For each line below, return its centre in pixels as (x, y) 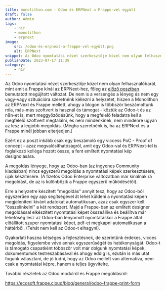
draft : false (19, 14)
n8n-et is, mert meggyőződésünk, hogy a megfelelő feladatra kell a (73, 115)
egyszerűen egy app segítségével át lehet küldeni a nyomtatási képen (76, 196)
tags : (11, 24)
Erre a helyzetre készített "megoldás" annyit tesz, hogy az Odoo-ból (75, 191)
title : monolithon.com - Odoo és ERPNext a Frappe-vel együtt (70, 10)
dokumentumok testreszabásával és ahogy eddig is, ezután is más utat (77, 253)
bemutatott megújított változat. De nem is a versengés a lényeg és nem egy (82, 94)
